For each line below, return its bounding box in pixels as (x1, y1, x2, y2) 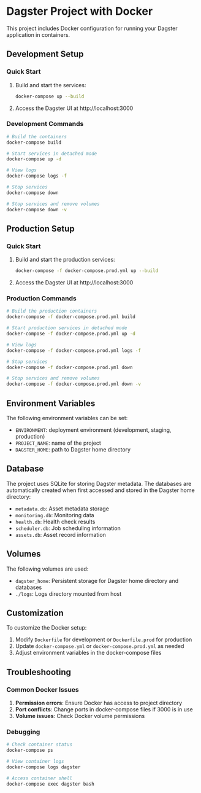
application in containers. (6, 31, 70, 38)
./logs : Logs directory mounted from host (15, 590, 122, 597)
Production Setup (6, 223, 75, 234)
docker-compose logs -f (6, 173, 67, 179)
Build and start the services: (15, 81, 86, 88)
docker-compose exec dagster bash (6, 781, 95, 787)
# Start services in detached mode (6, 150, 97, 157)
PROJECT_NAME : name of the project (15, 439, 101, 447)
